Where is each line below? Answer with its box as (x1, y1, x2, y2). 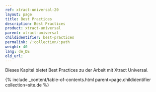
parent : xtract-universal (5, 30, 59, 35)
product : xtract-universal (5, 26, 61, 31)
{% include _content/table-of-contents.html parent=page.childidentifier (5, 77, 151, 83)
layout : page (5, 12, 32, 17)
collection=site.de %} (5, 82, 50, 88)
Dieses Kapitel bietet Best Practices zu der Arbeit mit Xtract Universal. (5, 67, 149, 73)
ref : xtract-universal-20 (5, 7, 59, 12)
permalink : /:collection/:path (5, 40, 70, 45)
